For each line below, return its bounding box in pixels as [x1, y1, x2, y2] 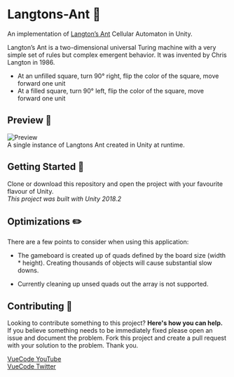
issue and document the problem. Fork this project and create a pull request [7, 333, 226, 343]
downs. [17, 266, 39, 275]
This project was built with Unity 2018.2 [7, 194, 121, 203]
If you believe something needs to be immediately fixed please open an [7, 326, 213, 335]
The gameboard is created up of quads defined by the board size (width [17, 251, 226, 260]
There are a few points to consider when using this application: [7, 238, 189, 246]
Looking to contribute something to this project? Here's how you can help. [7, 319, 223, 327]
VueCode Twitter [7, 362, 56, 371]
